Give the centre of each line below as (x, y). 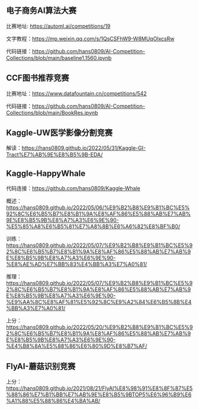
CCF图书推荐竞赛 (38, 78)
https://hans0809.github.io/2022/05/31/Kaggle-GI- (84, 148)
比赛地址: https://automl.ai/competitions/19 (58, 26)
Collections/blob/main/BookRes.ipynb (52, 113)
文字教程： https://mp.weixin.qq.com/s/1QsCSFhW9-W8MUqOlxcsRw (90, 39)
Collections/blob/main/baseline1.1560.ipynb (59, 57)
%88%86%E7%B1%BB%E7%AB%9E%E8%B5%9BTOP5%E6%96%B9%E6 (99, 395)
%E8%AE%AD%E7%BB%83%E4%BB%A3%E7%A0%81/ (77, 264)
